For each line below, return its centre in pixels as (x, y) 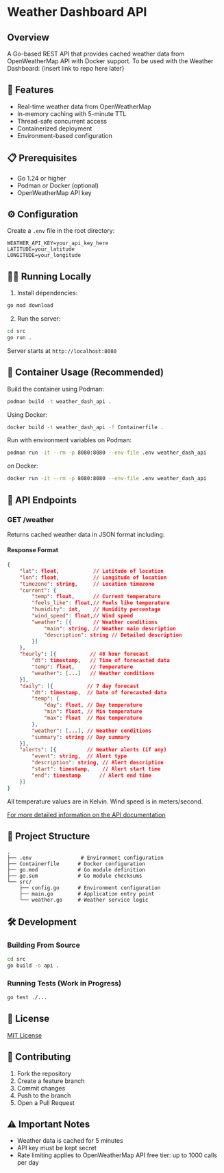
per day (28, 1163)
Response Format (33, 550)
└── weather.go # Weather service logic (84, 900)
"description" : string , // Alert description (98, 763)
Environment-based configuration (65, 135)
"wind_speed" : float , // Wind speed (83, 616)
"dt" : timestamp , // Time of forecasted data (101, 661)
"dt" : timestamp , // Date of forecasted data (99, 692)
